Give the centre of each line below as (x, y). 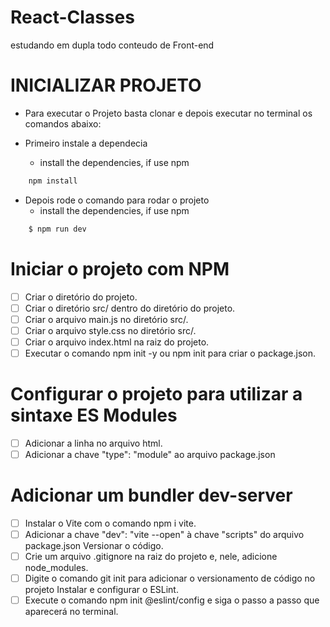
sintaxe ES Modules (94, 415)
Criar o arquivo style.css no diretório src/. (110, 330)
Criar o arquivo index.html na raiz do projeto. (117, 342)
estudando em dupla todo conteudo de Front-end (112, 45)
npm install (53, 181)
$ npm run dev (57, 229)
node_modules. (56, 568)
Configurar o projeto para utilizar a (156, 394)
